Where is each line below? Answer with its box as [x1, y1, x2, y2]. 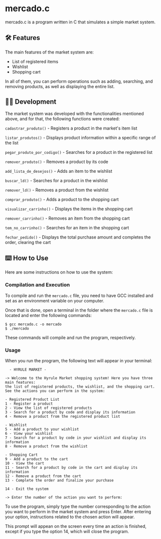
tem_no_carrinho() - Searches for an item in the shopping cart [5, 224, 129, 230]
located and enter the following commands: [5, 312, 92, 318]
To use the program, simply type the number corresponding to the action [5, 503, 151, 509]
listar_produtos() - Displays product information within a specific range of [5, 134, 156, 140]
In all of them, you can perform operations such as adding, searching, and [5, 78, 153, 84]
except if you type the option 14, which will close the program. [5, 528, 129, 534]
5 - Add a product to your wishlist [5, 427, 79, 431]
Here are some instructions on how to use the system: [5, 269, 113, 275]
